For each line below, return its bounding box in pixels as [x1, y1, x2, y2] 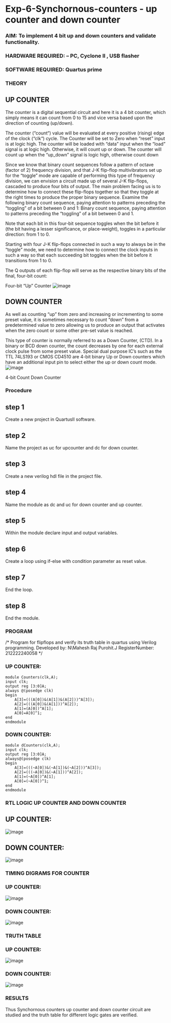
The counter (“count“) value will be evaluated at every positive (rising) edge [5, 130, 164, 136]
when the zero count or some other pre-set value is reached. [5, 327, 134, 333]
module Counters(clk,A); [5, 674, 58, 680]
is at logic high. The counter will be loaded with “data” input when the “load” [5, 141, 166, 147]
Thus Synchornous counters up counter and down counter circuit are [5, 1006, 151, 1012]
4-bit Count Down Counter [5, 374, 61, 380]
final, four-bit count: [5, 272, 47, 279]
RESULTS [5, 995, 29, 1002]
